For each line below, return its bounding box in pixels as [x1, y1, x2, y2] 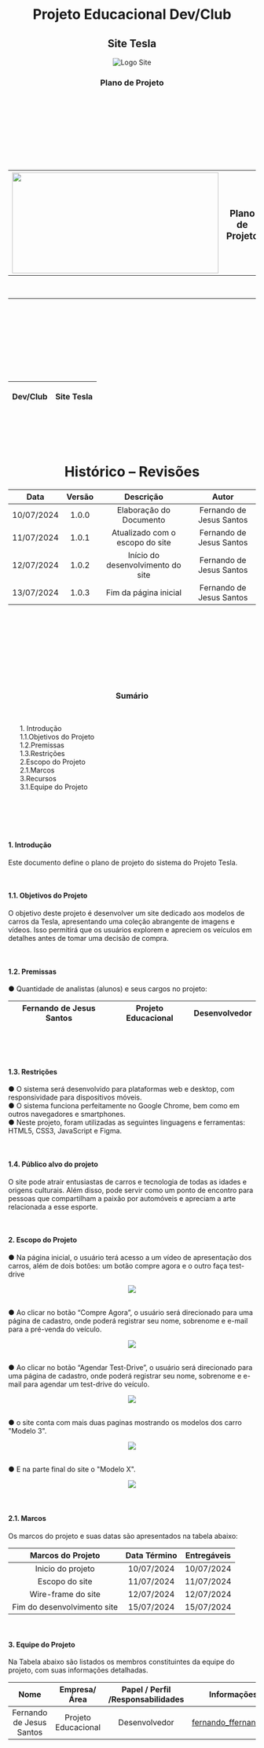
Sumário [115, 690, 149, 701]
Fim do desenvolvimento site [12, 1601, 119, 1612]
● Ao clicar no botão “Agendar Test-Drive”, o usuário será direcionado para [8, 1362, 253, 1372]
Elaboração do [116, 505, 171, 516]
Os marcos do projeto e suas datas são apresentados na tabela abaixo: [8, 1531, 238, 1541]
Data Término [125, 1550, 178, 1561]
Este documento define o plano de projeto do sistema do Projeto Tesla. [8, 857, 238, 867]
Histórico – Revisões [64, 463, 200, 481]
